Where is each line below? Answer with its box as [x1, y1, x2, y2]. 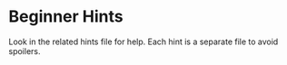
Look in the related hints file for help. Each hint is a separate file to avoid [8, 36, 279, 47]
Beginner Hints [8, 6, 124, 27]
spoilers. [8, 45, 41, 56]
